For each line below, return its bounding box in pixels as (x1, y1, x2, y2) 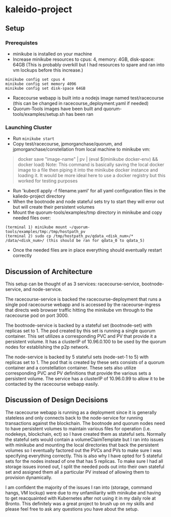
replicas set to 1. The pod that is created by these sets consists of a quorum (5, 359, 165, 365)
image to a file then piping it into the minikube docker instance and (17, 167, 158, 173)
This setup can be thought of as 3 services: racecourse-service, (5, 281, 141, 287)
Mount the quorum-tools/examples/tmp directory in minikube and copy (12, 209, 162, 215)
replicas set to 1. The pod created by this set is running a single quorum (5, 328, 156, 334)
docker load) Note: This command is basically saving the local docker (17, 162, 164, 168)
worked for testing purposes (17, 178, 78, 184)
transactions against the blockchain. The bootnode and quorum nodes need (5, 420, 165, 426)
